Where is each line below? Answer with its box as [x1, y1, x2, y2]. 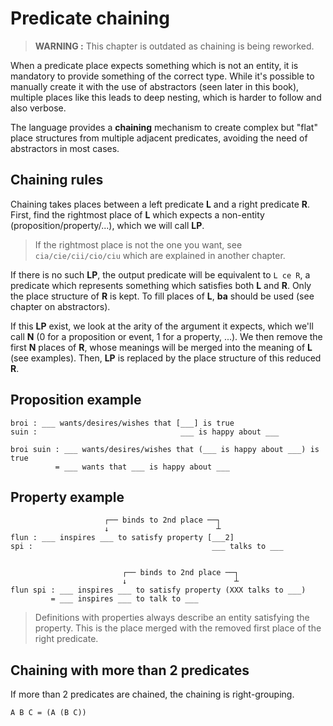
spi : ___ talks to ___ [10, 542, 284, 552]
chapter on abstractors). [10, 300, 111, 312]
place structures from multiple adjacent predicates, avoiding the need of [10, 132, 308, 144]
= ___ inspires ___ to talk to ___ [50, 594, 199, 604]
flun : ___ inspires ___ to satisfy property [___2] [10, 533, 235, 543]
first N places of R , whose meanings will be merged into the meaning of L [10, 341, 313, 353]
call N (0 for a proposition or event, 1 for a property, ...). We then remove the [10, 330, 323, 342]
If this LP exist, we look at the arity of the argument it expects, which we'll [10, 320, 314, 332]
